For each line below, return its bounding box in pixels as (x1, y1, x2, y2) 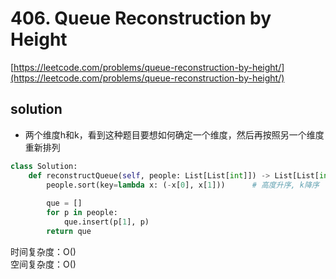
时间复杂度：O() (10, 245, 77, 257)
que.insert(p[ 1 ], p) (63, 217, 150, 227)
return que (46, 226, 92, 236)
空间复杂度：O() (10, 258, 77, 270)
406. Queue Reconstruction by (10, 7, 272, 30)
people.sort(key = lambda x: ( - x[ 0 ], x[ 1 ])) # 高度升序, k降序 (46, 180, 320, 190)
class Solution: (10, 161, 78, 171)
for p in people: (46, 208, 118, 218)
